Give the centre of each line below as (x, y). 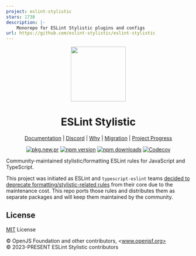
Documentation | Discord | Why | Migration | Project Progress (98, 139)
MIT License (21, 229)
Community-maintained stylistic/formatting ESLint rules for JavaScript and (96, 161)
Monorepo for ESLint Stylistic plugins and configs (81, 28)
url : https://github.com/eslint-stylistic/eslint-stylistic (81, 33)
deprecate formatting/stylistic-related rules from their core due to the (90, 185)
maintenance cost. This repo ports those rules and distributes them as (91, 191)
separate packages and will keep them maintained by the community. (90, 197)
